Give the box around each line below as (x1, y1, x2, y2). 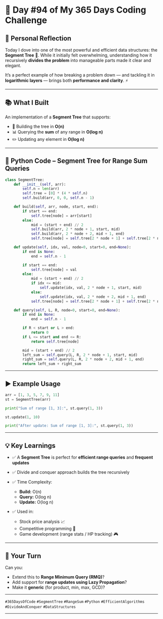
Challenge (5, 15, 48, 26)
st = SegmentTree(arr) (5, 397, 51, 402)
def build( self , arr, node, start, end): (14, 204, 98, 209)
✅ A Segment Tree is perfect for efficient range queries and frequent (12, 454, 153, 460)
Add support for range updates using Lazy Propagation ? (12, 579, 127, 585)
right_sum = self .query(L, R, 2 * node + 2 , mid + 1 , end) (22, 357, 145, 362)
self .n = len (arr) (22, 186, 60, 192)
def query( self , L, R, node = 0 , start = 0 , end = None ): (14, 308, 120, 312)
